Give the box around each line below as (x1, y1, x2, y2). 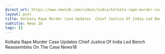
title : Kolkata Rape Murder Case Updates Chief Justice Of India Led (5, 16, 153, 21)
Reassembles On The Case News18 (5, 44, 77, 50)
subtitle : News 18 (5, 21, 43, 26)
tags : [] (5, 26, 23, 30)
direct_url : (5, 7, 29, 12)
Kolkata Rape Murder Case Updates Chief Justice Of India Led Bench (5, 39, 145, 45)
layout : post (5, 12, 32, 17)
